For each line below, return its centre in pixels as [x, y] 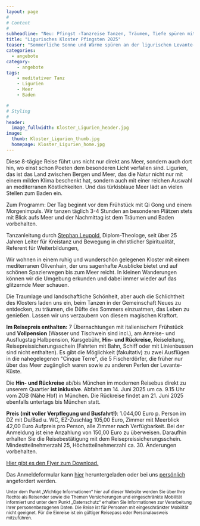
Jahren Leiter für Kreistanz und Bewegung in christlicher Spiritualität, [91, 242]
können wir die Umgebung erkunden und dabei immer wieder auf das [91, 279]
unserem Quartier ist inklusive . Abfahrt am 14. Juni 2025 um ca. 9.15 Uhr [96, 389]
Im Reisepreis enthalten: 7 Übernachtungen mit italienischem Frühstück [95, 327]
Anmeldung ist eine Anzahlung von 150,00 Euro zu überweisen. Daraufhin [96, 432]
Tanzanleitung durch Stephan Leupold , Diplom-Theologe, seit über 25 [92, 235]
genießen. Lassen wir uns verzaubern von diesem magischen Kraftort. [92, 315]
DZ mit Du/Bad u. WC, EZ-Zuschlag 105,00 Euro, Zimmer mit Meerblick [93, 420]
